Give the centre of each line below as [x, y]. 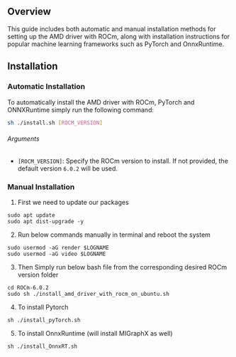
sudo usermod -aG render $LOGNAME [58, 247]
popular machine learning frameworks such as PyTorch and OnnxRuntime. [116, 44]
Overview [29, 12]
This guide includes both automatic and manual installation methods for [112, 28]
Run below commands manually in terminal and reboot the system [114, 235]
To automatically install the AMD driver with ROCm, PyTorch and [101, 102]
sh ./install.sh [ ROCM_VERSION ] [55, 123]
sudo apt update [31, 215]
